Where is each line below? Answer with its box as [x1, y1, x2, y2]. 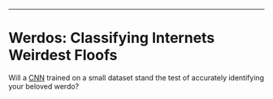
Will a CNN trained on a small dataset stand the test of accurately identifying [8, 72, 265, 82]
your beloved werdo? [8, 81, 80, 91]
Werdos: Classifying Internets [8, 29, 215, 47]
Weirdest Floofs [8, 46, 118, 65]
